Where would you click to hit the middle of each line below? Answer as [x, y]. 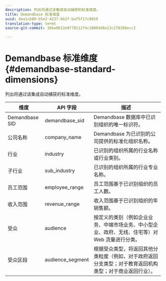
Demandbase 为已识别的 [122, 134]
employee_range [64, 187]
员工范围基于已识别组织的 [123, 184]
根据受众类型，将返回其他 [123, 249]
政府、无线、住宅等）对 [131, 232]
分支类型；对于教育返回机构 [126, 264]
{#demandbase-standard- [61, 69]
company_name [63, 138]
